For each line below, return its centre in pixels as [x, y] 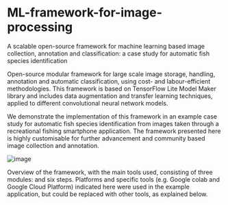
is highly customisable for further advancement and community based [106, 138]
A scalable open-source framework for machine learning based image [106, 46]
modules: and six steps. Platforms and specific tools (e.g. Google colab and [114, 179]
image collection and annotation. [53, 145]
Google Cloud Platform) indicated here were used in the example [98, 186]
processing [40, 27]
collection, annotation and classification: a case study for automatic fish [109, 53]
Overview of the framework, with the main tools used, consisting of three [110, 172]
